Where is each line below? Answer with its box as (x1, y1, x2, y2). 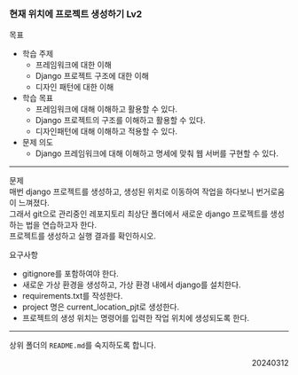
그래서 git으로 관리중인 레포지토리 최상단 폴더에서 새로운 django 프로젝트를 (9, 208, 269, 219)
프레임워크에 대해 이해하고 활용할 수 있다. (35, 104, 178, 114)
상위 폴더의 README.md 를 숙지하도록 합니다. (9, 340, 157, 351)
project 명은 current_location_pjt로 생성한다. (21, 301, 180, 312)
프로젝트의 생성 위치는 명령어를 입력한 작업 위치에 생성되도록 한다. (21, 313, 250, 324)
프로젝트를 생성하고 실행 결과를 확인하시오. (9, 230, 157, 241)
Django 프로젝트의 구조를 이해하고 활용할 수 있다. (35, 115, 206, 126)
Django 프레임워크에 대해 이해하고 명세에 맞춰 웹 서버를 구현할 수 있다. (35, 148, 279, 159)
